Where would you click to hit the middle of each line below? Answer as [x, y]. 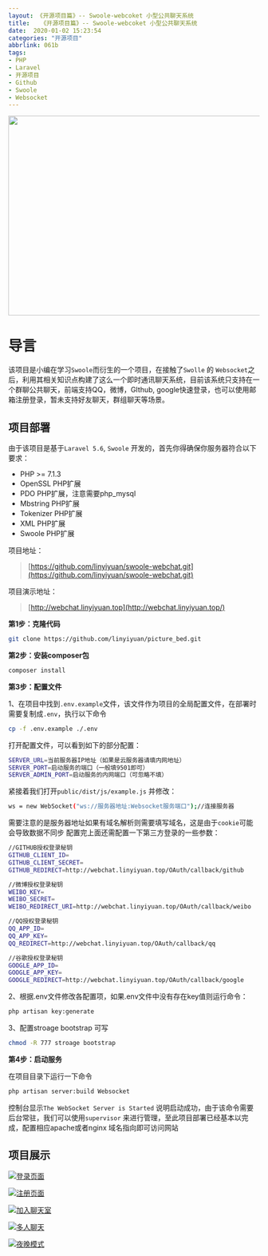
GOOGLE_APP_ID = [33, 965]
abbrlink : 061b [33, 46]
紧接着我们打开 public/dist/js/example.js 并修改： [93, 791]
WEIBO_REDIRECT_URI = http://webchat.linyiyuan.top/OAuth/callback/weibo [130, 907]
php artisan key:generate [51, 1012]
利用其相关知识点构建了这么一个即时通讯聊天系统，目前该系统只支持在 [137, 380]
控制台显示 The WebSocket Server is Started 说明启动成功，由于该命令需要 [131, 1107]
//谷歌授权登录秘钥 [36, 958]
